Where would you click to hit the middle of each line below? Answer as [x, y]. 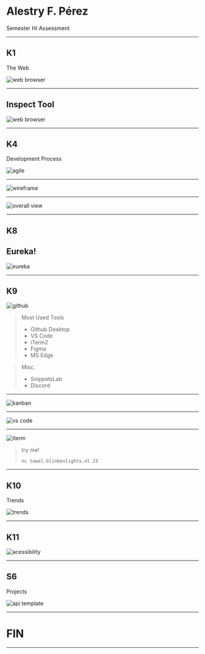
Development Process [34, 159]
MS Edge [42, 355]
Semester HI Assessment [38, 28]
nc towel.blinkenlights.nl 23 [60, 461]
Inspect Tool [31, 105]
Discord [40, 385]
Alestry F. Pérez [47, 11]
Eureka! [21, 252]
